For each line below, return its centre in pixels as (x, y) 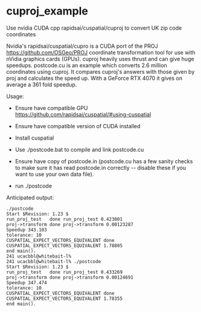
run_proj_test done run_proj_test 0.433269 (64, 272)
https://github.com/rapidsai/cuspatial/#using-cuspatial (83, 114)
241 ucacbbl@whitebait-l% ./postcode (54, 261)
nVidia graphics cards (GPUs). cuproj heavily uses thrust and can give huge (100, 59)
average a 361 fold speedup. (42, 84)
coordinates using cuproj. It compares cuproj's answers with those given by (101, 71)
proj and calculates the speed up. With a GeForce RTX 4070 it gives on (94, 78)
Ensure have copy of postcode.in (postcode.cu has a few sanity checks (104, 161)
